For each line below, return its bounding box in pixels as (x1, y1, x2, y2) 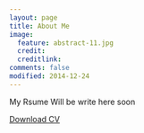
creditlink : (17, 55, 63, 64)
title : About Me (9, 22, 70, 31)
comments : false (9, 64, 70, 73)
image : (9, 30, 34, 39)
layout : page (9, 13, 58, 22)
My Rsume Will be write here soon (9, 96, 136, 107)
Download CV (9, 113, 61, 124)
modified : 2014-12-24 (9, 72, 90, 81)
